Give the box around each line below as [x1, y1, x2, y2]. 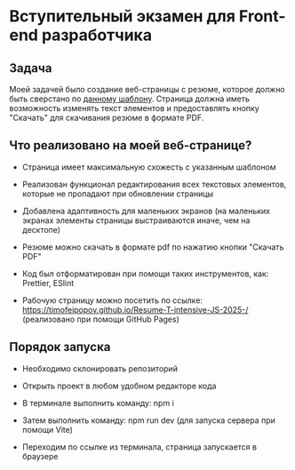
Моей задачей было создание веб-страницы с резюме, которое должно [9, 84, 286, 94]
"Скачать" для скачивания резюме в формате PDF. [9, 113, 204, 123]
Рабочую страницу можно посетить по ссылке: [21, 295, 203, 306]
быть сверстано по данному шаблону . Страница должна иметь [9, 93, 251, 104]
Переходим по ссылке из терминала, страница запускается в [21, 442, 258, 452]
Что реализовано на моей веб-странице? [9, 138, 252, 153]
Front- [238, 6, 286, 27]
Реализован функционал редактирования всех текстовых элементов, [21, 179, 287, 189]
